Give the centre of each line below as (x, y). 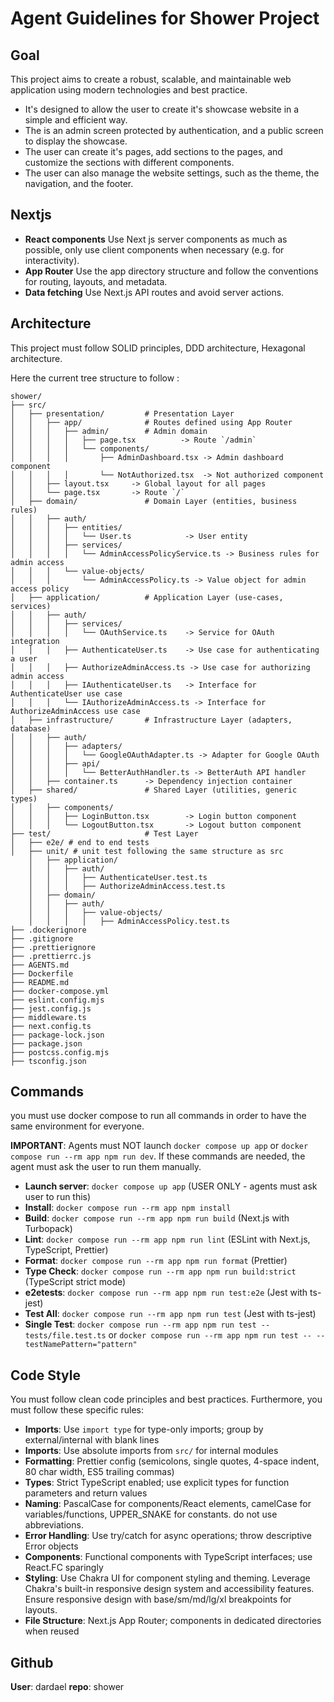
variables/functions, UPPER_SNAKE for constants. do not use (151, 1514)
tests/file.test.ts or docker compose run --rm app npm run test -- (168, 1335)
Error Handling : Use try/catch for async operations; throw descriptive (168, 1536)
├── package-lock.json (57, 1035)
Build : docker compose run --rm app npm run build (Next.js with (157, 1218)
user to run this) (58, 1197)
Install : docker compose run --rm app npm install (128, 1208)
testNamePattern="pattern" (81, 1345)
